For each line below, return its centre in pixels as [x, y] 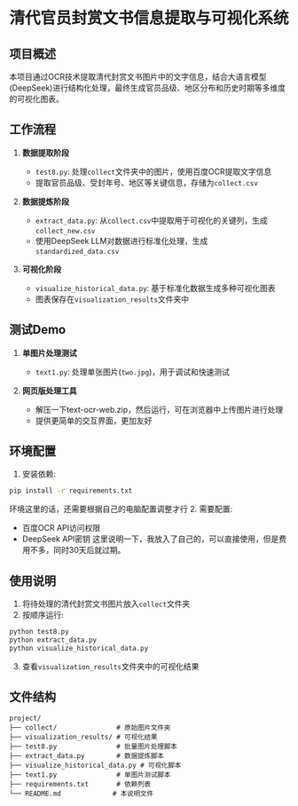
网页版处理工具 [49, 391]
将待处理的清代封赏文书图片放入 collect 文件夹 [106, 604]
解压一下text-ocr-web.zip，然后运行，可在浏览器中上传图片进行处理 [159, 409]
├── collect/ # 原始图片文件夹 [90, 727]
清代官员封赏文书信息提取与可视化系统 [149, 18]
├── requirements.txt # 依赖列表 [80, 784]
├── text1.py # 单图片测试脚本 [90, 774]
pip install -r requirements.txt [71, 491]
